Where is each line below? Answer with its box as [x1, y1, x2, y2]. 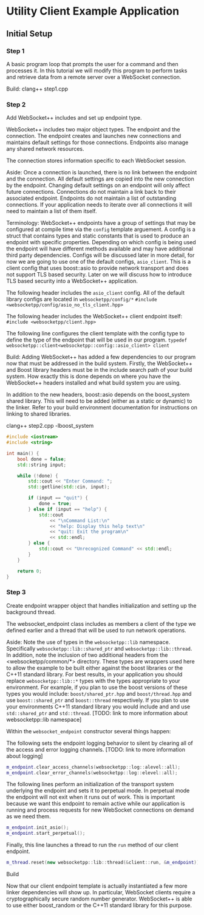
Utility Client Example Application [6, 4, 180, 18]
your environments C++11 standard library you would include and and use [6, 703, 191, 710]
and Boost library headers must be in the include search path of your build [6, 366, 192, 374]
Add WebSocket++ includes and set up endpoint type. [6, 114, 142, 122]
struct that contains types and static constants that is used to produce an [6, 232, 189, 239]
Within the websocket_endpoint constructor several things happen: [6, 727, 171, 735]
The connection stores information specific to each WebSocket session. [6, 157, 186, 165]
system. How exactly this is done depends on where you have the [6, 372, 171, 380]
